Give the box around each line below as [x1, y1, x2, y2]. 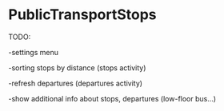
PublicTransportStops [8, 6, 158, 24]
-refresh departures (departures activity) [8, 78, 142, 88]
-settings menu [8, 47, 58, 57]
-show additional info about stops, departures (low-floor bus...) [8, 93, 217, 103]
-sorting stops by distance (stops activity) [8, 62, 146, 73]
